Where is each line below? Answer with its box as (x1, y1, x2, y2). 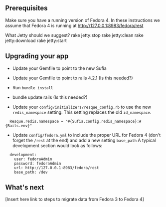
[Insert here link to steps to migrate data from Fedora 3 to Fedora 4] (5, 197, 145, 203)
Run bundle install (12, 84, 53, 90)
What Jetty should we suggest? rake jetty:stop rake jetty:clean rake (5, 32, 144, 38)
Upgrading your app (5, 52, 69, 60)
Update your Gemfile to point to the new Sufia (12, 65, 107, 71)
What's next (5, 183, 44, 192)
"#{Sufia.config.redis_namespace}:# (65, 119, 142, 124)
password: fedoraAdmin (14, 161, 61, 166)
